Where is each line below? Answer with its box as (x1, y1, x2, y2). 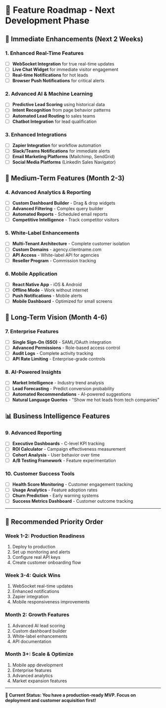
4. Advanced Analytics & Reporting (5, 188, 91, 195)
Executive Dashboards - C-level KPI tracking (12, 441, 105, 447)
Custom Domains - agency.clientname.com (12, 246, 102, 252)
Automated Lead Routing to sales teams (12, 113, 95, 118)
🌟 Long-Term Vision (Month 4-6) (5, 313, 108, 321)
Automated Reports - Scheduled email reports (12, 211, 108, 217)
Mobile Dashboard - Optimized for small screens (12, 298, 113, 304)
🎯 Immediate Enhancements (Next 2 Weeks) (5, 35, 143, 43)
